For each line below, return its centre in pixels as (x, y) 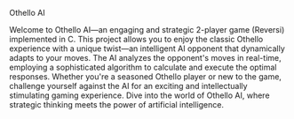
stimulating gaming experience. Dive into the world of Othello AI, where (139, 95)
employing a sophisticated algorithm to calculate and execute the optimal (143, 67)
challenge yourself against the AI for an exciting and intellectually (128, 86)
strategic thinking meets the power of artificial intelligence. (117, 104)
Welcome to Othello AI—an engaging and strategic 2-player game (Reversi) (147, 30)
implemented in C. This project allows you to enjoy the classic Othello (136, 39)
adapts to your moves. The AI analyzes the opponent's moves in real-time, (145, 58)
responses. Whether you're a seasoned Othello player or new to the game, (146, 77)
